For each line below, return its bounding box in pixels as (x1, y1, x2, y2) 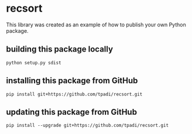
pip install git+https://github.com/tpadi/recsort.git (6, 91, 143, 97)
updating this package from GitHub (6, 107, 138, 117)
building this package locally (6, 44, 113, 54)
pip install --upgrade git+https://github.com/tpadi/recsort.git (6, 122, 169, 129)
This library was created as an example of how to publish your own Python (6, 21, 186, 28)
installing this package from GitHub (6, 75, 138, 86)
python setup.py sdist (6, 60, 61, 66)
